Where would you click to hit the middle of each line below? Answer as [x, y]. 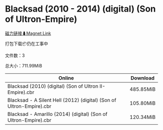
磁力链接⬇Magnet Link [28, 33]
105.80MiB [143, 103]
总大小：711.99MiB [24, 65]
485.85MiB [143, 89]
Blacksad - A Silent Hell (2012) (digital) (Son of [62, 100]
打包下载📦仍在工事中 [27, 43]
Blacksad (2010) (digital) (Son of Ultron [53, 86]
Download [143, 78]
